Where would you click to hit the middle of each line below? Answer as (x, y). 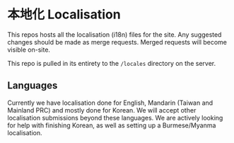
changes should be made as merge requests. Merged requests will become (117, 42)
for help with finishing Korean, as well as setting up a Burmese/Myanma (112, 125)
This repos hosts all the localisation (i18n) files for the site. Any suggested (115, 34)
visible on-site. (29, 50)
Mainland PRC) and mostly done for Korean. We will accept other (102, 110)
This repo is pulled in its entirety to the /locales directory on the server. (112, 63)
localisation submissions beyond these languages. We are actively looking (115, 118)
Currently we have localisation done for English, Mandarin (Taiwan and (110, 103)
